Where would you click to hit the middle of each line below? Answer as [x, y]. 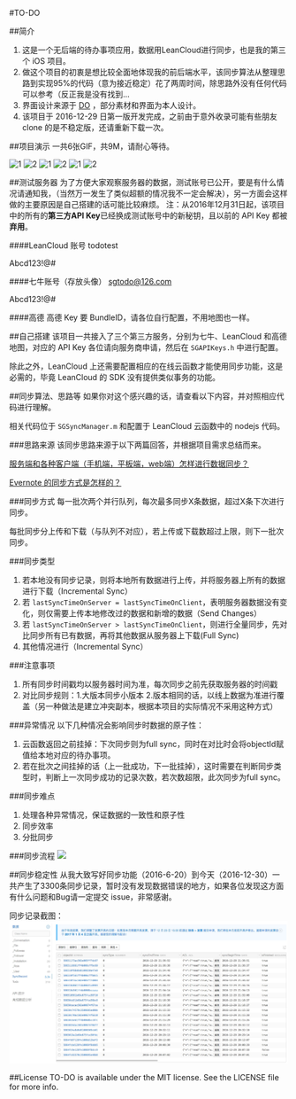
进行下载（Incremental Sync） [77, 591]
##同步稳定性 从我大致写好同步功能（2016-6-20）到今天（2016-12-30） [141, 875]
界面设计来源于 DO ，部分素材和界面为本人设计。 [111, 105]
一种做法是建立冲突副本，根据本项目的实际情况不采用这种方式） [162, 706]
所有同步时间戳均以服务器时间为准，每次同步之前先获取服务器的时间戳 [150, 684]
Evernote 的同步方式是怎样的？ [65, 483]
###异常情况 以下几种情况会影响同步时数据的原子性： [107, 725]
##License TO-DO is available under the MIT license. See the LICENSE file [144, 1078]
